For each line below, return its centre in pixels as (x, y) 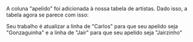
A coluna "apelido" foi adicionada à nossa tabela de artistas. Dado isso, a (97, 9)
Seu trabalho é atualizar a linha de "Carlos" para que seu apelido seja (92, 26)
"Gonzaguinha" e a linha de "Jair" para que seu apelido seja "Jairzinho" (94, 33)
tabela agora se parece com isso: (47, 15)
